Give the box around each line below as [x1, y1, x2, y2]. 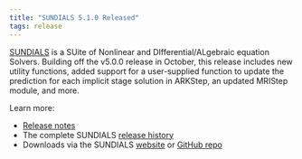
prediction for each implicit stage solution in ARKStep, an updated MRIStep [9, 75, 288, 86]
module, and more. [9, 85, 80, 96]
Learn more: [9, 102, 55, 113]
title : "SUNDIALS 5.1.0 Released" [9, 13, 140, 23]
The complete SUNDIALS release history [22, 129, 175, 140]
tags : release [9, 22, 63, 31]
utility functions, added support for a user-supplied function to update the [9, 65, 285, 77]
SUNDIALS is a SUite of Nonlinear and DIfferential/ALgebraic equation [9, 46, 269, 57]
